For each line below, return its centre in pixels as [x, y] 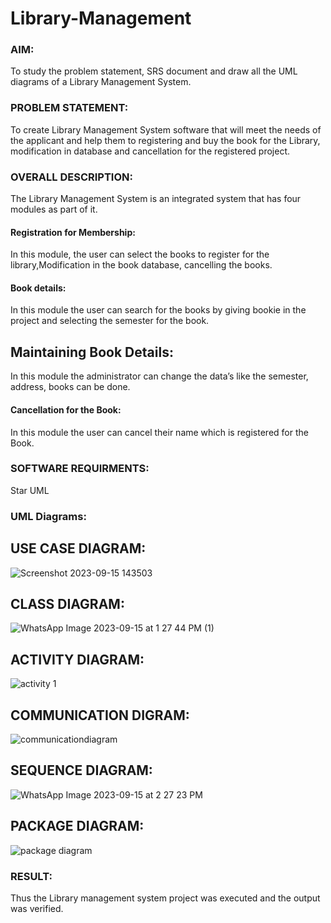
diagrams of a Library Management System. [101, 82]
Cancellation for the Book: [66, 409]
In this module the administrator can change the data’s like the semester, [159, 376]
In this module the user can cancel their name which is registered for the [159, 432]
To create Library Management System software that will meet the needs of [166, 129]
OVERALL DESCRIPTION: [71, 177]
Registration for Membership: [73, 232]
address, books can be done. [70, 387]
